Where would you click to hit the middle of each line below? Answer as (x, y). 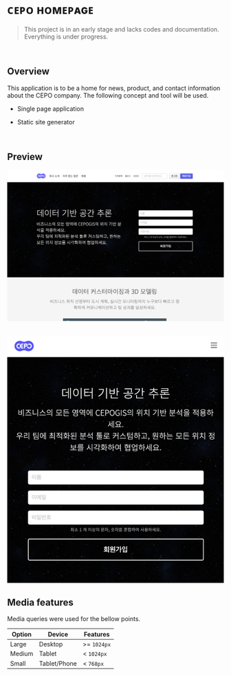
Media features (41, 602)
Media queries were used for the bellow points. (74, 619)
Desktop (51, 644)
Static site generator (46, 122)
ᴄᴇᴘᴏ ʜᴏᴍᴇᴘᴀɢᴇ (51, 10)
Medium (22, 654)
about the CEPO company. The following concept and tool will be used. (108, 95)
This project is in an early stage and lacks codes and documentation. (121, 29)
